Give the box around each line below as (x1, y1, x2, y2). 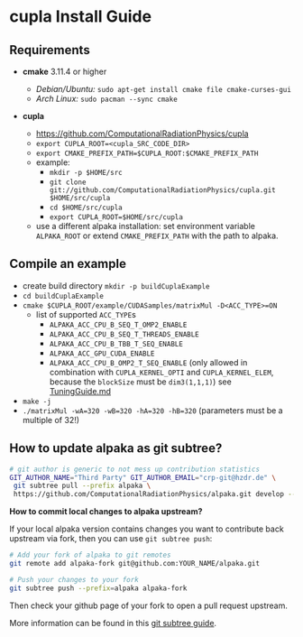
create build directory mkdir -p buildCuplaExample (22, 280, 210, 291)
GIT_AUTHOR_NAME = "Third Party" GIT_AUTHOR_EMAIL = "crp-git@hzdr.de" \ (9, 473, 277, 482)
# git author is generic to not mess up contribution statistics (9, 465, 260, 474)
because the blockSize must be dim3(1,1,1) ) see (49, 376, 232, 387)
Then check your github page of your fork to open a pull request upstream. (9, 600, 289, 611)
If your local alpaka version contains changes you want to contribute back (9, 523, 284, 534)
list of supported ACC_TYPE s (35, 309, 137, 319)
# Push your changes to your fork (9, 575, 140, 584)
